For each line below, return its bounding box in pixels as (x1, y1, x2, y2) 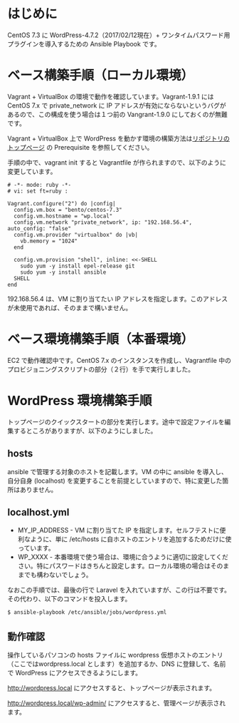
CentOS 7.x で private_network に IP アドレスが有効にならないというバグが (7, 101, 226, 110)
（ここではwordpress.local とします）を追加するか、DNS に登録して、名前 (7, 660, 226, 668)
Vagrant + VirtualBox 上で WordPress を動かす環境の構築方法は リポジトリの (7, 134, 230, 143)
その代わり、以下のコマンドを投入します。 (7, 595, 132, 603)
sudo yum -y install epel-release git (20, 262, 135, 270)
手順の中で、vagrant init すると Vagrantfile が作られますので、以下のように (7, 158, 226, 167)
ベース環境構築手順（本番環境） (7, 332, 194, 347)
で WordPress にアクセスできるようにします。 (7, 669, 142, 677)
